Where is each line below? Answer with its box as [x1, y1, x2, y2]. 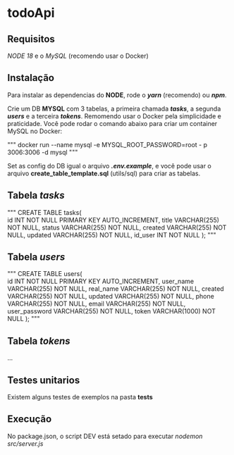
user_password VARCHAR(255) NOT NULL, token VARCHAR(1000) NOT [7, 307, 216, 316]
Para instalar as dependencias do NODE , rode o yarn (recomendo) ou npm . [7, 90, 227, 99]
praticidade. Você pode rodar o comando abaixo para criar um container [7, 119, 218, 127]
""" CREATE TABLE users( [7, 270, 82, 278]
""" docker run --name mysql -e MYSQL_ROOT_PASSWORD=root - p [7, 140, 208, 149]
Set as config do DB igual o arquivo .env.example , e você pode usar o [7, 161, 211, 170]
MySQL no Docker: [7, 127, 63, 135]
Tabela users [7, 251, 66, 263]
